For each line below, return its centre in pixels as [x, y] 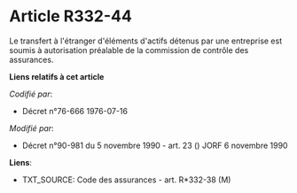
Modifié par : [32, 128]
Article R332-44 [71, 16]
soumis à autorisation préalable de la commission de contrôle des [129, 50]
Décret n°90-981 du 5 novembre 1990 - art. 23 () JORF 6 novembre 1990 [155, 145]
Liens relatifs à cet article [57, 76]
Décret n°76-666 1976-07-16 [75, 111]
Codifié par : [31, 94]
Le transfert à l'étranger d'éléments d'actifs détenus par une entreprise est [146, 41]
